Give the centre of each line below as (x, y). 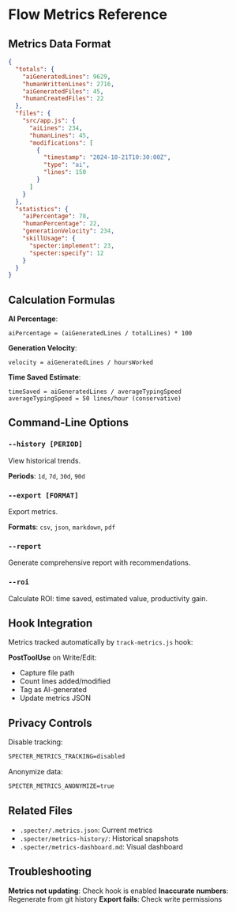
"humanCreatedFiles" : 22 (63, 99)
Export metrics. (33, 512)
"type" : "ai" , (66, 165)
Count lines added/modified (65, 681)
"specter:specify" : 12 (66, 253)
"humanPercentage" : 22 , (62, 224)
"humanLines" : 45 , (59, 135)
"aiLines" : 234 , (56, 128)
